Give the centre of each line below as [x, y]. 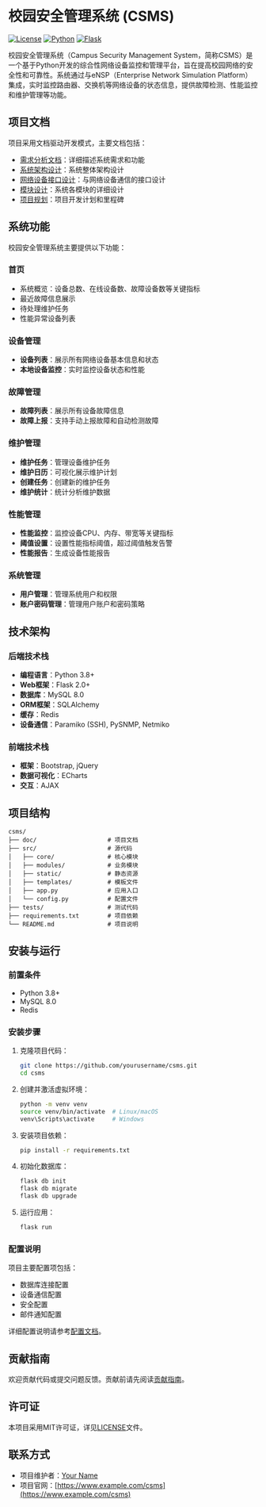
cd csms [32, 1073]
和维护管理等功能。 [40, 94]
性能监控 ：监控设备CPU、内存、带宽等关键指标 [97, 533]
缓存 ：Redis [39, 715]
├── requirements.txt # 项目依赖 [73, 916]
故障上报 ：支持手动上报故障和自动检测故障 [89, 420]
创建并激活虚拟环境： [54, 1089]
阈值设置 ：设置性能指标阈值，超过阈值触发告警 [96, 543]
